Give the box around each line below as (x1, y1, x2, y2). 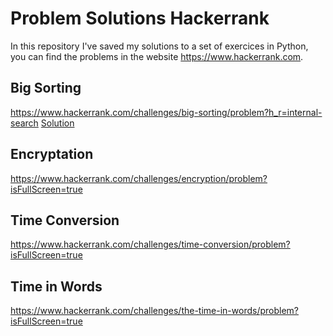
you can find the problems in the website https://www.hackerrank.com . (10, 50, 304, 62)
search (10, 117, 39, 129)
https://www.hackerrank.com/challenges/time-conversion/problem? (10, 238, 291, 251)
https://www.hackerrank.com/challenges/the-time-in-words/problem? (10, 305, 300, 317)
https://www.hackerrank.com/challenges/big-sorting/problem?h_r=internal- (10, 106, 323, 118)
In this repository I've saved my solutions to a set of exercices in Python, (10, 40, 309, 52)
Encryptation (10, 146, 94, 163)
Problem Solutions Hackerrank (10, 7, 270, 30)
